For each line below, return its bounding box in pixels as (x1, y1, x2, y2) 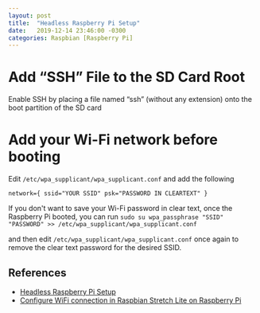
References (8, 266, 67, 280)
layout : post (8, 11, 52, 20)
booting (8, 148, 61, 166)
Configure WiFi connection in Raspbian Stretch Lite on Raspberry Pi (19, 295, 242, 305)
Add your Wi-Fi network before (8, 131, 219, 149)
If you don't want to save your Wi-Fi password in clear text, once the (8, 204, 233, 213)
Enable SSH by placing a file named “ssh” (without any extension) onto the (8, 95, 253, 104)
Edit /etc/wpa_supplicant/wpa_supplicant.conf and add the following (8, 174, 235, 184)
